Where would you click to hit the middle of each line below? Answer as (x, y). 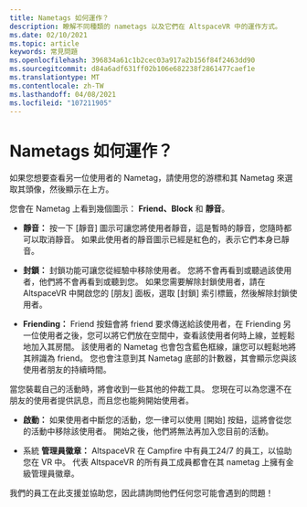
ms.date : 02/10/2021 (49, 35)
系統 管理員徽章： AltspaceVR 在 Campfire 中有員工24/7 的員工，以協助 (157, 451)
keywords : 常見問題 (44, 52)
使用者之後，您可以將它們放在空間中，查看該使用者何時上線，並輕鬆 (167, 335)
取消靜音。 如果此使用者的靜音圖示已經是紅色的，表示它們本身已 (160, 239)
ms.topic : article (44, 43)
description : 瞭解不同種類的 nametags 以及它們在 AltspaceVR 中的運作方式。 (146, 26)
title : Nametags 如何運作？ (59, 18)
